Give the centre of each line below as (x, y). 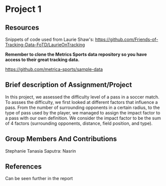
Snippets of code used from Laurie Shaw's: (50, 39)
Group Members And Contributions (61, 139)
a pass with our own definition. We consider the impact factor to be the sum (83, 118)
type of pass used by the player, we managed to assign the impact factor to (83, 112)
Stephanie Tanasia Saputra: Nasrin (41, 151)
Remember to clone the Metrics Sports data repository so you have (76, 54)
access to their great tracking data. (42, 60)
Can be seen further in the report (39, 179)
